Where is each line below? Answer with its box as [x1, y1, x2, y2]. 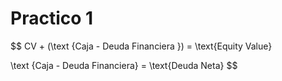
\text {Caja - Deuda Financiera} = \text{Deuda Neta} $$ [10, 59, 238, 71]
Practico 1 [10, 7, 94, 30]
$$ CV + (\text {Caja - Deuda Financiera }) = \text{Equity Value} [10, 40, 273, 52]
